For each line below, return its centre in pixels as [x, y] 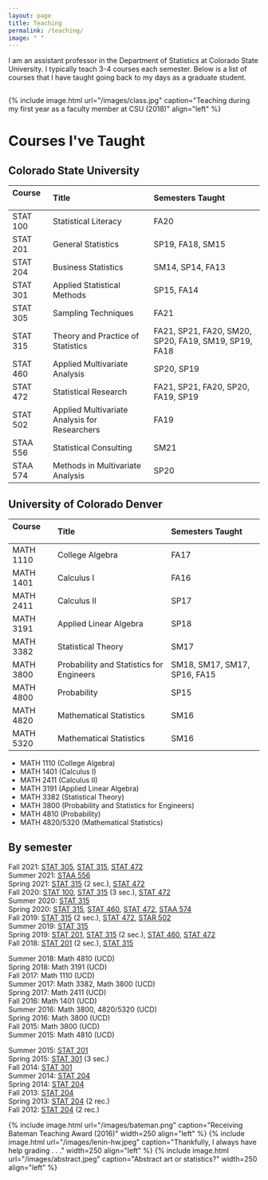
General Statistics [86, 244]
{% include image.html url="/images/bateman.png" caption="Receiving [126, 1125]
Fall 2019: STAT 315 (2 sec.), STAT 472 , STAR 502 [90, 918]
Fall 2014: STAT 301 [40, 1067]
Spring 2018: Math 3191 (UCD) [58, 967]
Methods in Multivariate [97, 466]
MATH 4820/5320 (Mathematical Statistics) [91, 823]
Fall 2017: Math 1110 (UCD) [52, 975]
